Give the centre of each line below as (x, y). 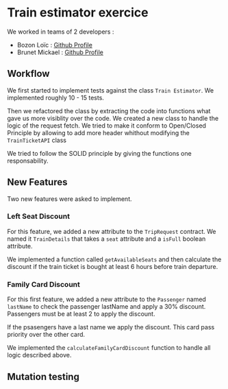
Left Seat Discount (39, 216)
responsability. (28, 161)
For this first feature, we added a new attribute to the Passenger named (107, 299)
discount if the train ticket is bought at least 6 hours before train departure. (113, 266)
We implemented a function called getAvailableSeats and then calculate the (114, 259)
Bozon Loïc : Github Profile (54, 45)
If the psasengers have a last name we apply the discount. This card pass (111, 327)
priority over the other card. (46, 335)
